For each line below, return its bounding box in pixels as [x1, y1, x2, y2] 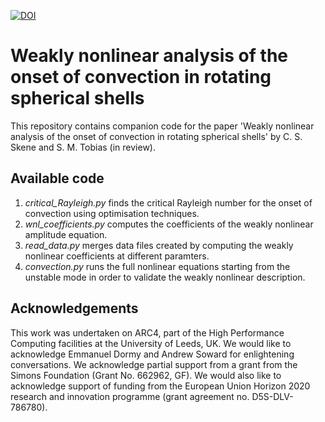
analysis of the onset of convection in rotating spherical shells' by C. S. [10, 130, 303, 142]
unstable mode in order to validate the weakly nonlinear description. [24, 271, 306, 283]
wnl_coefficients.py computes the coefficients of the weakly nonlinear [24, 218, 314, 230]
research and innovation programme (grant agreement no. [10, 390, 250, 402]
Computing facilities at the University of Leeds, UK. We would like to [10, 337, 292, 349]
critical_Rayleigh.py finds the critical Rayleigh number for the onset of [24, 196, 313, 209]
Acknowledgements [10, 300, 139, 317]
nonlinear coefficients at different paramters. [24, 250, 210, 262]
